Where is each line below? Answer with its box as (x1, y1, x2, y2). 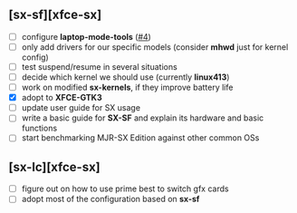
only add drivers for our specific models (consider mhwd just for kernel (21, 41, 289, 53)
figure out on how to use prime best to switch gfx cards (21, 183, 229, 194)
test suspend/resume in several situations (21, 61, 177, 72)
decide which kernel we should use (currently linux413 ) (21, 72, 230, 82)
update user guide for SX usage (21, 102, 141, 113)
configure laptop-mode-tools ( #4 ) (21, 31, 151, 42)
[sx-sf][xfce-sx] (8, 7, 102, 23)
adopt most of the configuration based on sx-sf (21, 194, 200, 205)
